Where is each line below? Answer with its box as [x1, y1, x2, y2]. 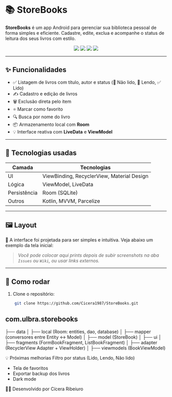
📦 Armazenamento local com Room [12, 121, 90, 127]
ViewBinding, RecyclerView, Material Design [42, 172, 148, 180]
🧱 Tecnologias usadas [5, 149, 77, 158]
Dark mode [12, 376, 37, 382]
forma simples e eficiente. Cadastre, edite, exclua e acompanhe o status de [5, 30, 165, 36]
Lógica [8, 181, 25, 188]
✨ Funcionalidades [5, 65, 67, 74]
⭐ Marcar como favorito [12, 106, 63, 112]
